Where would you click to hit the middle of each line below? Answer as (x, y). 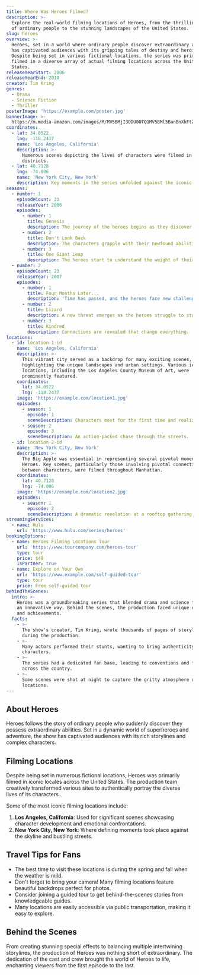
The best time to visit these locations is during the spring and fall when (101, 869)
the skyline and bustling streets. (54, 836)
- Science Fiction (34, 100)
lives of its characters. (33, 794)
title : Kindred (46, 326)
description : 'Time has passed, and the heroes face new (99, 299)
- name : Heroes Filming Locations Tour (61, 542)
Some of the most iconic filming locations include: (67, 806)
